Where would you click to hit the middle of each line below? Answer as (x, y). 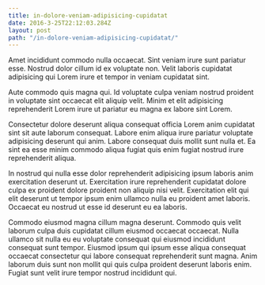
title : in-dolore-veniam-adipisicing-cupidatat (88, 15)
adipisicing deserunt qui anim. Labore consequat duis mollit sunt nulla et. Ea (132, 141)
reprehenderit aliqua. (42, 158)
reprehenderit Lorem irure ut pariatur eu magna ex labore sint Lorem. (120, 109)
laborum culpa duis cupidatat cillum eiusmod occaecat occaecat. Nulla (124, 231)
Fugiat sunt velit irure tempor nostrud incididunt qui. (93, 273)
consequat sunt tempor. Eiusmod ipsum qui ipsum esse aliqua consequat (127, 248)
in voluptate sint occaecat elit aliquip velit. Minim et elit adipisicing (116, 101)
